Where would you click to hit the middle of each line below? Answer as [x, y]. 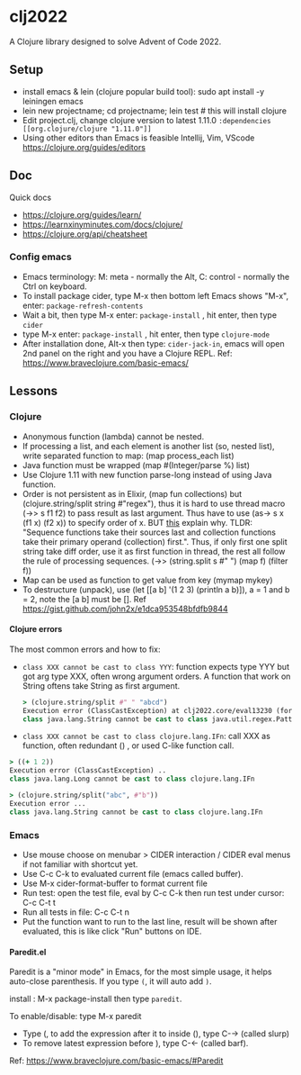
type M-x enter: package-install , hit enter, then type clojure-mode [146, 334]
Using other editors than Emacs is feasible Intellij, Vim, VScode [138, 138]
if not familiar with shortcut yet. [80, 864]
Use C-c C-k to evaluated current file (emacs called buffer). [133, 873]
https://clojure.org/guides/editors [84, 147]
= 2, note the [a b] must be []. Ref [84, 599]
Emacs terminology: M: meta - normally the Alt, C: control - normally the [156, 276]
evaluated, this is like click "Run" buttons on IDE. [112, 931]
